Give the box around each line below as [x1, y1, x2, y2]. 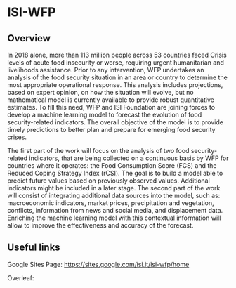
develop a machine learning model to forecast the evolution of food [7, 110, 202, 119]
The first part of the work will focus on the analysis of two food [7, 147, 190, 155]
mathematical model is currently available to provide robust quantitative [7, 96, 214, 104]
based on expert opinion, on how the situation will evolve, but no [7, 89, 195, 96]
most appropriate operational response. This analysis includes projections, [7, 81, 223, 89]
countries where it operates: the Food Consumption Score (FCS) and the [7, 162, 217, 169]
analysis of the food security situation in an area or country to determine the [7, 73, 228, 81]
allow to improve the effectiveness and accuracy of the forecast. [7, 221, 194, 229]
